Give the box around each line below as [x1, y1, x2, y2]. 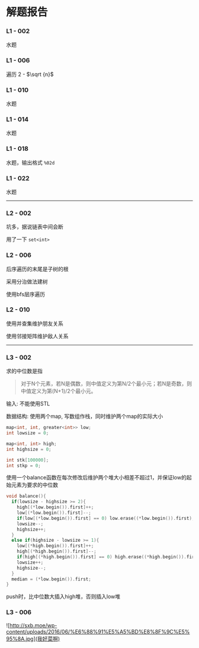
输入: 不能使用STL [6, 400, 50, 407]
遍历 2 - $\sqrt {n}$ [6, 71, 54, 78]
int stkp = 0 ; [6, 462, 41, 469]
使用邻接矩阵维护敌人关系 [6, 332, 69, 339]
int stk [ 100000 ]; [6, 457, 49, 463]
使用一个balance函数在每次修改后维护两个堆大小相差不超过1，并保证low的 [6, 474, 187, 481]
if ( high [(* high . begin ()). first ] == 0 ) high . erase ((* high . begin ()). [17, 554, 187, 560]
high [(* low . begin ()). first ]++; [17, 504, 94, 510]
